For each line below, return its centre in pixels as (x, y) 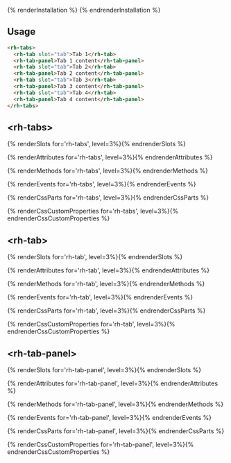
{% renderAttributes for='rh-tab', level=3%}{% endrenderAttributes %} (109, 270)
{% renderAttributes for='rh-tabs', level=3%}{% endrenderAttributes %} (110, 157)
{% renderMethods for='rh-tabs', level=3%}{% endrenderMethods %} (108, 171)
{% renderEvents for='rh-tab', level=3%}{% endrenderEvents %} (100, 297)
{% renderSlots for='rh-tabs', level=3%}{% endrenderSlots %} (96, 144)
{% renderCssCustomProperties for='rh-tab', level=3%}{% (91, 324)
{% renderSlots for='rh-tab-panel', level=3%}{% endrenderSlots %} (104, 370)
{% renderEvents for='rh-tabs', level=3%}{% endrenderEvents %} (102, 184)
